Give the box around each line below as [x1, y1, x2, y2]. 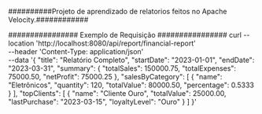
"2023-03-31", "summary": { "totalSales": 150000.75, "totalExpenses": [8, 64, 237, 73]
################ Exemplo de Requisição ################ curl [8, 31, 242, 39]
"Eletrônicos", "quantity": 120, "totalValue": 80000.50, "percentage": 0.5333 [8, 80, 254, 90]
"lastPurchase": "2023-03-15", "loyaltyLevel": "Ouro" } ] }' [8, 97, 197, 106]
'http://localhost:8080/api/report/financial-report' [35, 39, 197, 48]
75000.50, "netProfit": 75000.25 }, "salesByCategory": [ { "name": [8, 72, 223, 81]
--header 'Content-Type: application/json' [8, 47, 144, 56]
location [8, 39, 35, 48]
